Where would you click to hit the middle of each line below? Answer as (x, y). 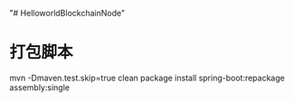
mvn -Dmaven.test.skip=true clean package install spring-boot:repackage (147, 78)
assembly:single (40, 87)
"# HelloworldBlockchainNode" (67, 13)
